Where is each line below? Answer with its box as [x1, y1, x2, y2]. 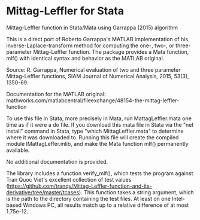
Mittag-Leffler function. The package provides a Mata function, [32, 48, 189, 55]
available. [6, 146, 30, 154]
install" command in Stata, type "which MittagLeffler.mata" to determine [6, 127, 184, 135]
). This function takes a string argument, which [78, 188, 194, 195]
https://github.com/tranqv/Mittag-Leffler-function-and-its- [8, 182, 153, 190]
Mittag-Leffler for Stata [6, 4, 125, 18]
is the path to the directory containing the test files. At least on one [6, 195, 171, 202]
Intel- [171, 195, 186, 202]
